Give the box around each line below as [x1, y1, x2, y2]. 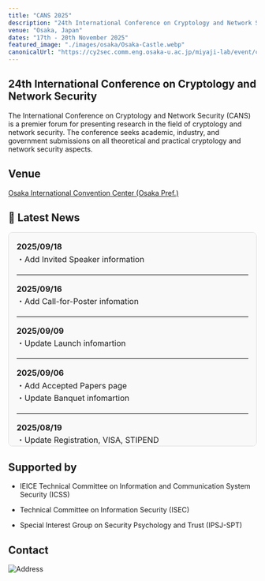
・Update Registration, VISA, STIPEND [17, 435, 159, 446]
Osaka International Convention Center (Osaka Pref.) [8, 188, 179, 197]
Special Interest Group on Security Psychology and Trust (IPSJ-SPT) [19, 520, 243, 530]
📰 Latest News [8, 211, 80, 225]
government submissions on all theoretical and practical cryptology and [8, 136, 241, 145]
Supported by [8, 460, 77, 474]
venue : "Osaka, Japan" [8, 26, 83, 34]
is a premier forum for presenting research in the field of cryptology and [8, 119, 242, 129]
